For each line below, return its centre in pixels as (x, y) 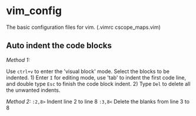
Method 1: (18, 59)
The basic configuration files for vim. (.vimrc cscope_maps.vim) (83, 27)
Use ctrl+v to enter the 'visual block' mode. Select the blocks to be (88, 71)
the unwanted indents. (33, 90)
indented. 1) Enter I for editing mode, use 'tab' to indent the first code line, (96, 77)
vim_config (34, 11)
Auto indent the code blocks (59, 46)
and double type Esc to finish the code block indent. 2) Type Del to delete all (98, 84)
